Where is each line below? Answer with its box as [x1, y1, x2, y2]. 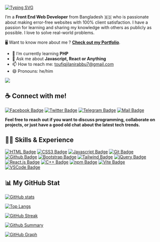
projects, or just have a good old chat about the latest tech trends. [5, 122, 140, 128]
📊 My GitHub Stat [5, 179, 60, 187]
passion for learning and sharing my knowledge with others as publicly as [5, 25, 152, 30]
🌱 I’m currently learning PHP [12, 51, 69, 56]
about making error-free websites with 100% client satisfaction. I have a [5, 19, 148, 25]
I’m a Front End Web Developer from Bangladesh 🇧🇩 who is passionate [5, 14, 149, 19]
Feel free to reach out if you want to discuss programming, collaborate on [5, 116, 156, 122]
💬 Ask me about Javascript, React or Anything [12, 56, 106, 62]
